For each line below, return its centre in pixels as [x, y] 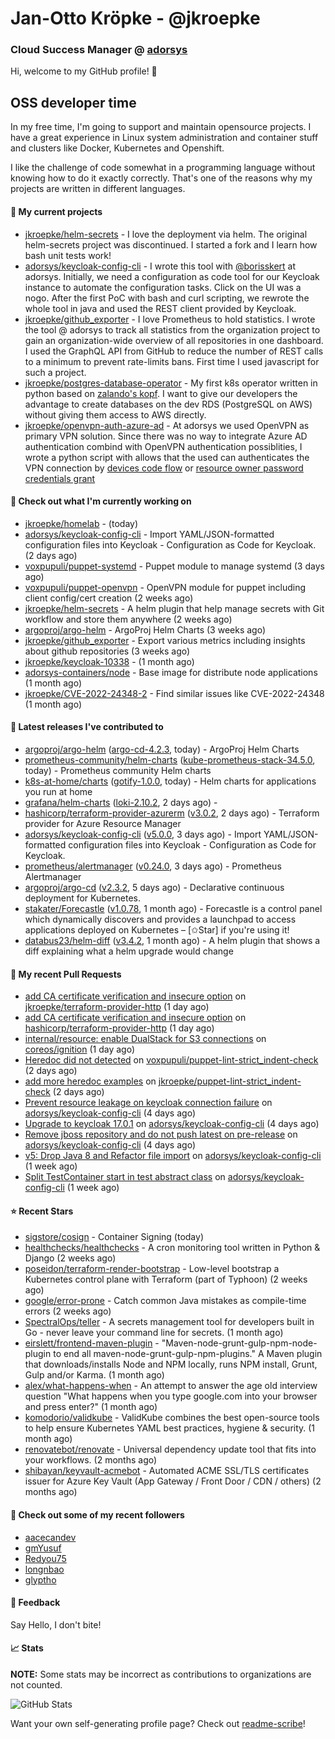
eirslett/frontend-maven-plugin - [92, 1343]
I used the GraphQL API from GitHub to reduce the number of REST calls [174, 351]
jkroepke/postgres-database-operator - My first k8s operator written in [171, 383]
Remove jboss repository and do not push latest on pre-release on [161, 1134]
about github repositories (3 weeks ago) [107, 651]
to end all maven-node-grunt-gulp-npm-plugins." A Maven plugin [188, 1354]
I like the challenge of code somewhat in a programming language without [163, 168]
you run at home [58, 791]
